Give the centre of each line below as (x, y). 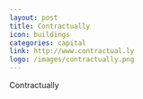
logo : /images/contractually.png (72, 59)
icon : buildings (40, 34)
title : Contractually (50, 26)
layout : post (34, 18)
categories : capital (48, 43)
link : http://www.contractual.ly (72, 51)
